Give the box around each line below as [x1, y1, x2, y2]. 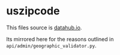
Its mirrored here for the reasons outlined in [6, 35, 114, 42]
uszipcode [6, 4, 60, 18]
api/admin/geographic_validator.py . [6, 42, 97, 49]
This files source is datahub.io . [6, 24, 82, 31]
